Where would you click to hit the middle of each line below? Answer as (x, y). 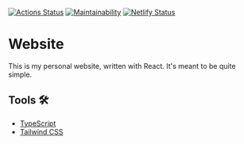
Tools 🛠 (29, 100)
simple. (20, 74)
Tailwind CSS (41, 131)
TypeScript (38, 123)
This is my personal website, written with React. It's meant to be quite (122, 66)
